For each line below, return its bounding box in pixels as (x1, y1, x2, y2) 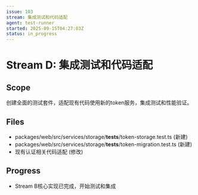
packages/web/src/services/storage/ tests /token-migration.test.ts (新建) (14, 141, 193, 148)
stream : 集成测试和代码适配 (6, 14, 68, 20)
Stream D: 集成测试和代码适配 (6, 58, 153, 72)
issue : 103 (6, 8, 33, 15)
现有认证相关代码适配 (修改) (14, 148, 83, 155)
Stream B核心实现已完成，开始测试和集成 (14, 182, 116, 190)
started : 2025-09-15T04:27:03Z (6, 25, 84, 32)
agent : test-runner (6, 20, 55, 26)
